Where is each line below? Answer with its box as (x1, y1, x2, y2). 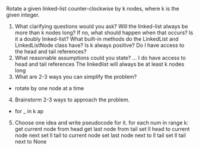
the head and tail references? (14, 48, 87, 55)
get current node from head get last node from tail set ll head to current (14, 126, 190, 132)
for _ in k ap (14, 108, 44, 114)
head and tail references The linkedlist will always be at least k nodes (14, 60, 185, 68)
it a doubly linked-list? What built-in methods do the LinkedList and (14, 36, 179, 42)
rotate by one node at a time (14, 85, 84, 91)
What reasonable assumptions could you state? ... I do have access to (14, 55, 186, 61)
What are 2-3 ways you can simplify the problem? (14, 74, 137, 80)
